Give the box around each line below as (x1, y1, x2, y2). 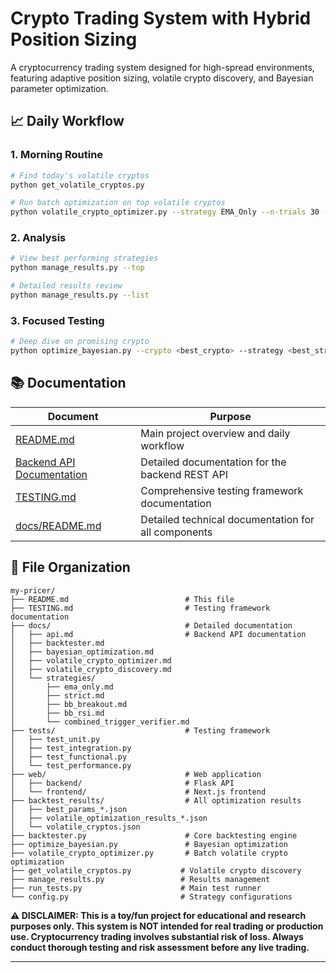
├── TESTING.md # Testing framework (10, 603, 271, 613)
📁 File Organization (10, 559, 131, 576)
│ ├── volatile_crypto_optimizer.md (10, 655, 172, 666)
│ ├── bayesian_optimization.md (10, 647, 155, 657)
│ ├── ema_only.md (10, 682, 114, 692)
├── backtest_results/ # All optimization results (10, 795, 302, 806)
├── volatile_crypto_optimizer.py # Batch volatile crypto (10, 848, 288, 858)
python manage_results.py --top (10, 263, 145, 273)
